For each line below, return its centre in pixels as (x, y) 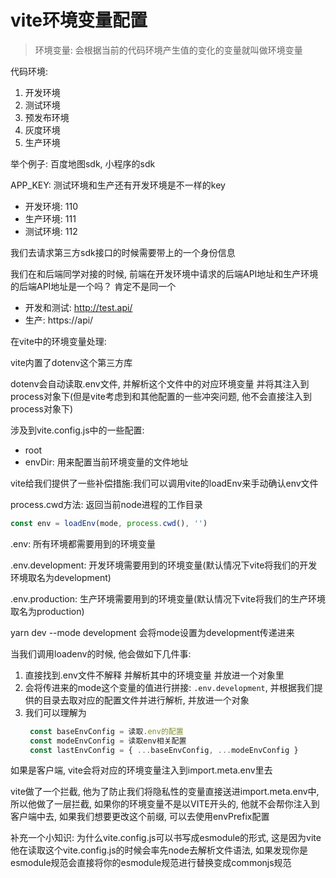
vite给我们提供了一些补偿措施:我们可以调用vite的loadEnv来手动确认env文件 (164, 483)
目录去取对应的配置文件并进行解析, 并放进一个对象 (146, 700)
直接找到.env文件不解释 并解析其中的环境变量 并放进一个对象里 (154, 675)
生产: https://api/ (59, 320)
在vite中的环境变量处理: (58, 341)
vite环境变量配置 (79, 20)
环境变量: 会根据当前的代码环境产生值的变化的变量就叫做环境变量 (168, 50)
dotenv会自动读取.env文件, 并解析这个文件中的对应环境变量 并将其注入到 (160, 383)
